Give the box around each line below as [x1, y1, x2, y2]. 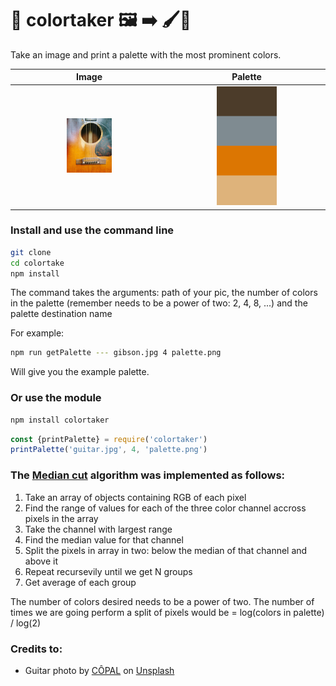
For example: [10, 327, 65, 339]
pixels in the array [24, 512, 99, 524]
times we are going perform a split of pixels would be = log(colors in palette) [10, 606, 325, 618]
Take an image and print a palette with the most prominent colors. [10, 48, 282, 61]
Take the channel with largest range [24, 523, 173, 535]
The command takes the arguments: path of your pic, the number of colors [10, 287, 318, 299]
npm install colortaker [10, 415, 110, 425]
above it [24, 555, 59, 567]
